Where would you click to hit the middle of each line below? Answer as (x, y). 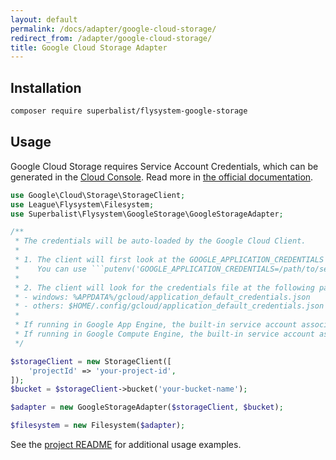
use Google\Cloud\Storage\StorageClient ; (98, 195)
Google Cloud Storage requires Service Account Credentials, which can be (164, 166)
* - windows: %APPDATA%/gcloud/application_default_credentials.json (162, 297)
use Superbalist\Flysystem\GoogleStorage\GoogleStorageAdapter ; (147, 214)
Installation (46, 87)
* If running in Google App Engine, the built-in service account (156, 325)
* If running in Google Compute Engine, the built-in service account (164, 334)
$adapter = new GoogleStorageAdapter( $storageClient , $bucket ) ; (147, 407)
